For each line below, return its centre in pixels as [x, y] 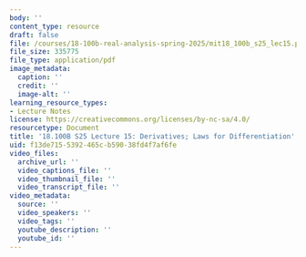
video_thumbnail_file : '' [67, 179]
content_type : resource [55, 26]
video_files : [34, 153]
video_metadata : [40, 196]
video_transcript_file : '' [69, 188]
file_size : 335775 [44, 52]
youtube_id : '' [46, 238]
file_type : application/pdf [63, 60]
